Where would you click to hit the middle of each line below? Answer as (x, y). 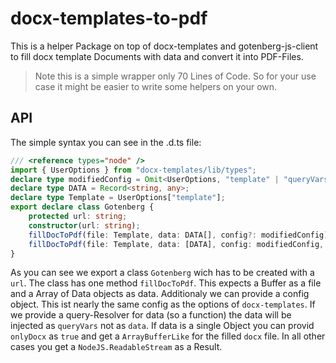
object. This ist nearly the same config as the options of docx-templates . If (163, 304)
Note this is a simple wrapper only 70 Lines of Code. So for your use (175, 76)
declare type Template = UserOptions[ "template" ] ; (118, 198)
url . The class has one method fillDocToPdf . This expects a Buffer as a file (166, 283)
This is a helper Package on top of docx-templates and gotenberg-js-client (164, 46)
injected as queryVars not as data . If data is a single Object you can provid (162, 326)
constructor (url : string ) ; (84, 225)
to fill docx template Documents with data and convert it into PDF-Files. (157, 56)
